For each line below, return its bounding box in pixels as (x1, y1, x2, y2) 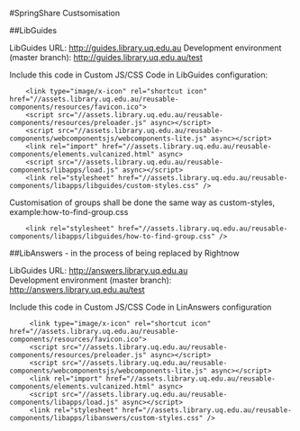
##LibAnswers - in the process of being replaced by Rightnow (9, 247, 241, 258)
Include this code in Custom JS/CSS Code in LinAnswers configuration (9, 301, 272, 312)
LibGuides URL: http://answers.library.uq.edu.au (9, 265, 188, 275)
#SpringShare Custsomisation (9, 8, 120, 18)
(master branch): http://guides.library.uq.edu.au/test (9, 52, 203, 62)
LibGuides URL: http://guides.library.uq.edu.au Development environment (9, 42, 282, 53)
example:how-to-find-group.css (9, 207, 129, 217)
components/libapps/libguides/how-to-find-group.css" (9, 232, 216, 241)
